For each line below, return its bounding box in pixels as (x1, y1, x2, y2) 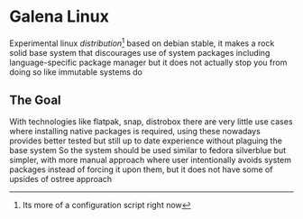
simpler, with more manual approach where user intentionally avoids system (9, 155, 291, 166)
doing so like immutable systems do (9, 66, 142, 78)
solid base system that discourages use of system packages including (9, 47, 271, 58)
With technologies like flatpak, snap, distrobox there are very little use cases (9, 116, 293, 127)
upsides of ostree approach (9, 174, 113, 185)
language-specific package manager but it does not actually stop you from (9, 57, 288, 68)
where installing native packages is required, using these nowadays (9, 126, 262, 137)
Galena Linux (9, 6, 110, 27)
